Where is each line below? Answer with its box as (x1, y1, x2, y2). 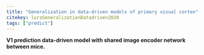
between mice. (6, 43, 45, 50)
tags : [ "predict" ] (6, 20, 53, 26)
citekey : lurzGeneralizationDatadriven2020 (6, 15, 119, 21)
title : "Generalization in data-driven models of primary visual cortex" (6, 8, 199, 15)
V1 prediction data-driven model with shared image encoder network (6, 37, 186, 44)
